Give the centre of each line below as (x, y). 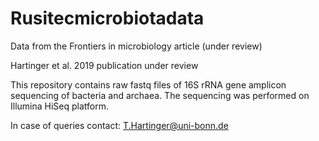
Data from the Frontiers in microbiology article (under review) (136, 46)
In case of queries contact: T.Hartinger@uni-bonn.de (119, 125)
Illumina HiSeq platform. (60, 106)
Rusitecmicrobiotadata (107, 18)
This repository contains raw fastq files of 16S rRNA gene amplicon (148, 84)
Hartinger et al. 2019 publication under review (104, 65)
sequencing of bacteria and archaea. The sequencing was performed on (160, 95)
